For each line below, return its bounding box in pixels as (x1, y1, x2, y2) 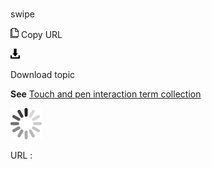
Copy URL (20, 29, 63, 41)
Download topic (10, 69, 76, 81)
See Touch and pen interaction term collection (10, 88, 202, 100)
